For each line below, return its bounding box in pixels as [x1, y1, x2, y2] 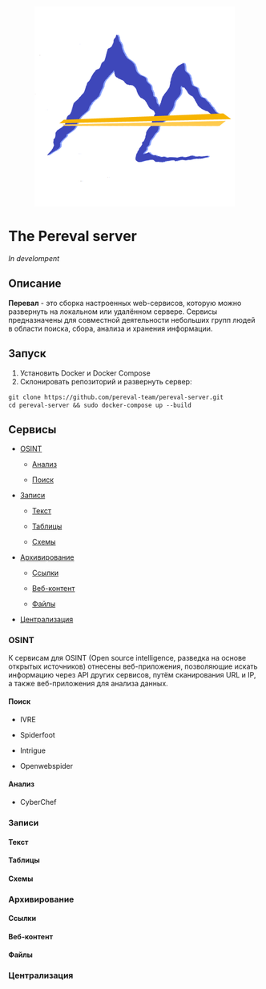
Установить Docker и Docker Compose [19, 368, 151, 378]
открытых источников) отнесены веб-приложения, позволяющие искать [8, 661, 258, 671]
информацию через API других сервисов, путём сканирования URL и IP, [8, 669, 256, 679]
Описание [8, 277, 62, 291]
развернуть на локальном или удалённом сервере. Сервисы [8, 307, 218, 316]
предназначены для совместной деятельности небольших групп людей [8, 315, 256, 324]
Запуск [8, 347, 46, 360]
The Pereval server [8, 227, 138, 246]
